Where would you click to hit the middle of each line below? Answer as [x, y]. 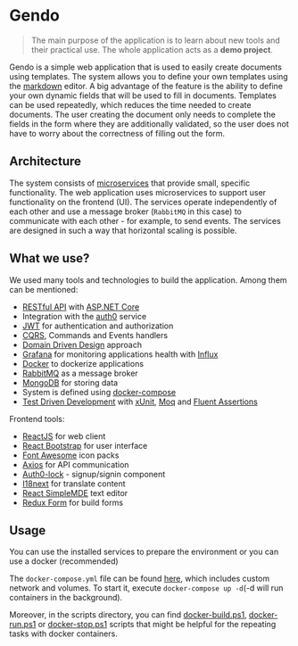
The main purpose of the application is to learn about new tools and [156, 40]
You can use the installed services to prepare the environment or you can [144, 552]
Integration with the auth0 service [84, 316]
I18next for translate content [74, 484]
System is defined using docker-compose [99, 392]
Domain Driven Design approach [82, 344]
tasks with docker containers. [63, 634]
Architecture [46, 161]
